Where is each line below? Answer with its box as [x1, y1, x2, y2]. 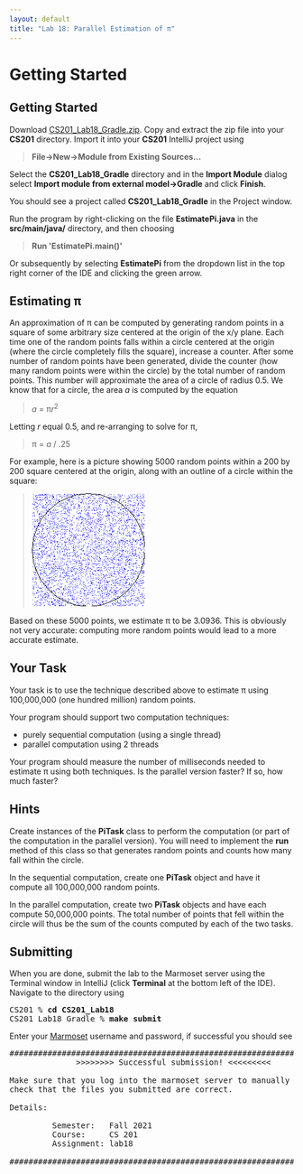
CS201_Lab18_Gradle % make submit [9, 1014, 162, 1024]
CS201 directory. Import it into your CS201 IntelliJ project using [9, 134, 244, 144]
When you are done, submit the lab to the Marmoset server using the [9, 968, 266, 979]
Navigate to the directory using [9, 987, 124, 998]
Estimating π [9, 293, 82, 309]
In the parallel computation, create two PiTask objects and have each [9, 899, 267, 909]
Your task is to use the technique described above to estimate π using [9, 685, 269, 695]
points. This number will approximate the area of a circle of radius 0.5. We [9, 375, 284, 386]
